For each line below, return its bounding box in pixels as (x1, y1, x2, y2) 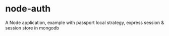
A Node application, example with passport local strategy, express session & (5, 19, 164, 25)
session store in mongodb (5, 24, 60, 30)
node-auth (5, 3, 51, 14)
